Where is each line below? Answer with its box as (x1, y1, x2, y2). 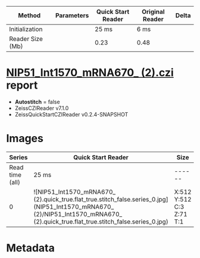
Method (17, 11, 41, 20)
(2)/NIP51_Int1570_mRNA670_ (33, 210, 123, 218)
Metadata (6, 241, 55, 255)
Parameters (55, 11, 89, 20)
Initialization (9, 25, 43, 33)
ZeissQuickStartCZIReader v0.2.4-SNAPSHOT (14, 111, 129, 118)
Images (6, 132, 43, 145)
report (6, 78, 38, 92)
